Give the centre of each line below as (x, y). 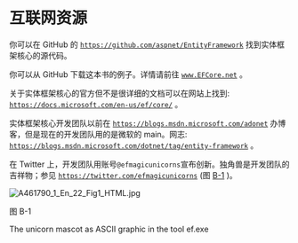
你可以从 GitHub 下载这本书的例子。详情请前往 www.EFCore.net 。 (128, 74)
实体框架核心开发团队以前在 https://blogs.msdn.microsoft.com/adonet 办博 (148, 123)
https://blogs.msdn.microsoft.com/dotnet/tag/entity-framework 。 (134, 145)
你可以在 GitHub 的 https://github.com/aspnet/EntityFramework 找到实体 (143, 44)
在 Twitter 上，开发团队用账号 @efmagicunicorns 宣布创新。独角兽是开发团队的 (149, 164)
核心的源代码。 (44, 55)
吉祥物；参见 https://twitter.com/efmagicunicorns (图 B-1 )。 (123, 175)
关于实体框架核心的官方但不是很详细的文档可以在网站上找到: (120, 93)
